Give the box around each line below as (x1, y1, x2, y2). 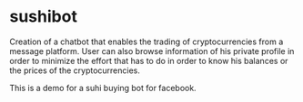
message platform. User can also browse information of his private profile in (9, 45, 295, 56)
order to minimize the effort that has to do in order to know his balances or (9, 55, 288, 66)
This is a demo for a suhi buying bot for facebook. (9, 82, 197, 93)
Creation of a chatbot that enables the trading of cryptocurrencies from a (9, 36, 284, 47)
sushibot (9, 6, 77, 27)
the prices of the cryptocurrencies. (9, 65, 141, 76)
